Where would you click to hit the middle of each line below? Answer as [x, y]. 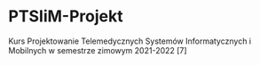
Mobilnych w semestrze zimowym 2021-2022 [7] [98, 50]
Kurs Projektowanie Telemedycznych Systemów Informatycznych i [130, 41]
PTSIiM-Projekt [66, 16]
